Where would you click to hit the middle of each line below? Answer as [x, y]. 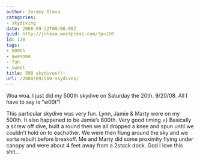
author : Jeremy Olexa [33, 12]
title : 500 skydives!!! [36, 73]
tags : [13, 46]
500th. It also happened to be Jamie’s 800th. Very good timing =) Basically [99, 120]
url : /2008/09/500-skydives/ [43, 79]
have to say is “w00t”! [34, 102]
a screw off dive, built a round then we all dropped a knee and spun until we [100, 126]
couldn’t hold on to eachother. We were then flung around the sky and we [97, 133]
